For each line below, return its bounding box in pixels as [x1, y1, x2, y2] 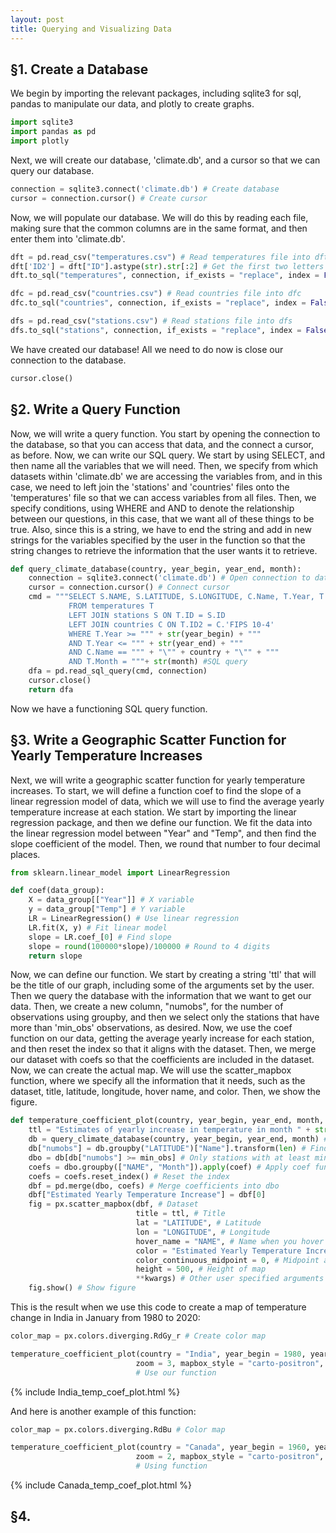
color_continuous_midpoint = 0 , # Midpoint [135, 1255, 320, 1265]
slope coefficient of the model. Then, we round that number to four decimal [10, 837, 321, 850]
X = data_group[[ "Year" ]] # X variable [28, 895, 195, 905]
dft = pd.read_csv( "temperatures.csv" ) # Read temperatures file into [10, 252, 311, 262]
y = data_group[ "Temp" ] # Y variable [28, 904, 186, 915]
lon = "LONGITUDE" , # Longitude [135, 1227, 271, 1237]
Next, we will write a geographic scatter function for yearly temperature [10, 774, 306, 786]
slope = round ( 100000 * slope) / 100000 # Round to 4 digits [28, 941, 271, 951]
